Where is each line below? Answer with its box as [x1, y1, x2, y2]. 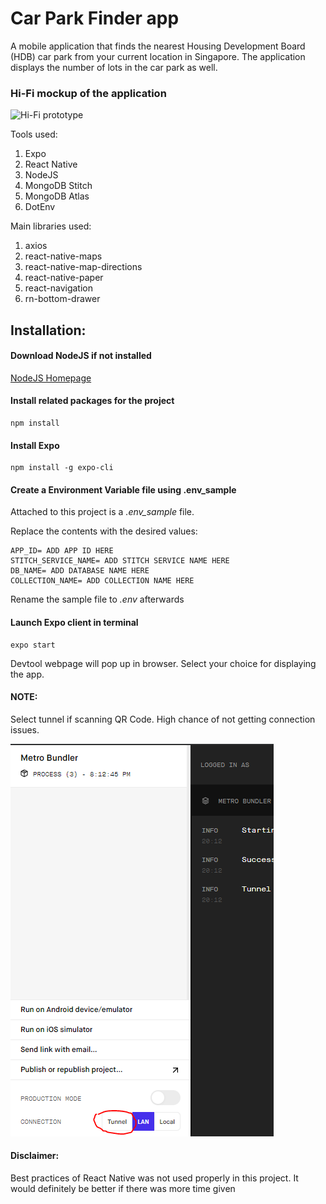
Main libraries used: [10, 220, 92, 232]
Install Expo [10, 439, 60, 451]
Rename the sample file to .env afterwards [10, 593, 185, 606]
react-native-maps [24, 250, 103, 262]
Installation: [10, 322, 87, 339]
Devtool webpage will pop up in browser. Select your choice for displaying [10, 657, 317, 669]
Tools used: [10, 128, 58, 141]
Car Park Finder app [10, 7, 180, 30]
